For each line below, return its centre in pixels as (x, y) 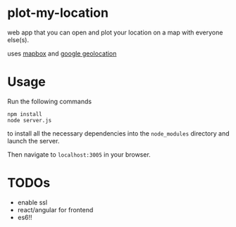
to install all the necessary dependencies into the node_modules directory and (118, 133)
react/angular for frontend (55, 209)
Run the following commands (50, 101)
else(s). (18, 39)
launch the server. (33, 141)
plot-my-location (58, 13)
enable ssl (32, 202)
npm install (25, 114)
